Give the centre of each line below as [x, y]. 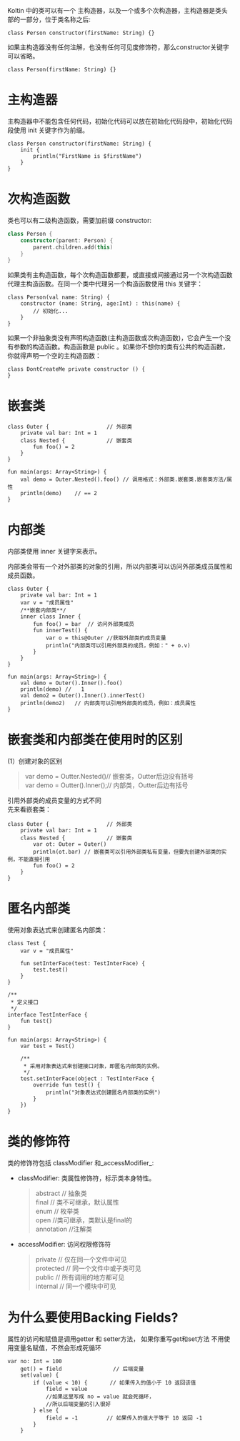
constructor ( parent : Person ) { [67, 240]
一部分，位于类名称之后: [55, 19]
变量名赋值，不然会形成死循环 [57, 1347]
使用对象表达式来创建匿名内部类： [57, 930]
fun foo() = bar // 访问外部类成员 [84, 624]
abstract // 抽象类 [61, 1193]
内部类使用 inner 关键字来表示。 [54, 552]
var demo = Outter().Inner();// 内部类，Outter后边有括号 [106, 785]
